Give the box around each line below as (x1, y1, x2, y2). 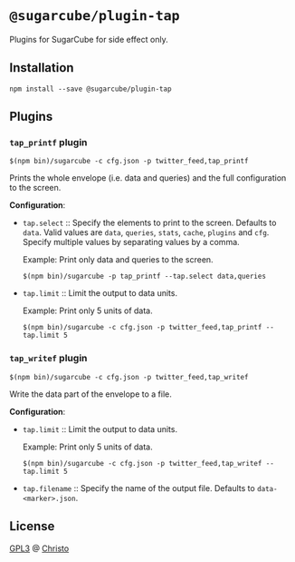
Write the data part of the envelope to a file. (9, 389, 172, 399)
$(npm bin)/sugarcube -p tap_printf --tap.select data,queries (22, 271, 267, 281)
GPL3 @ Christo (9, 543, 70, 554)
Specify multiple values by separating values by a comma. (22, 237, 240, 248)
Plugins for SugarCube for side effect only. (9, 34, 169, 44)
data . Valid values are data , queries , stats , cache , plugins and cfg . (22, 227, 270, 238)
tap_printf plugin (9, 136, 88, 149)
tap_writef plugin (9, 352, 88, 365)
